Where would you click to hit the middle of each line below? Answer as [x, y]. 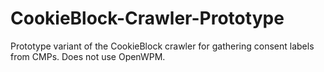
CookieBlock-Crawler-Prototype [147, 18]
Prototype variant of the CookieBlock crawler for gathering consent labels [162, 46]
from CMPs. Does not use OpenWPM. [88, 56]
